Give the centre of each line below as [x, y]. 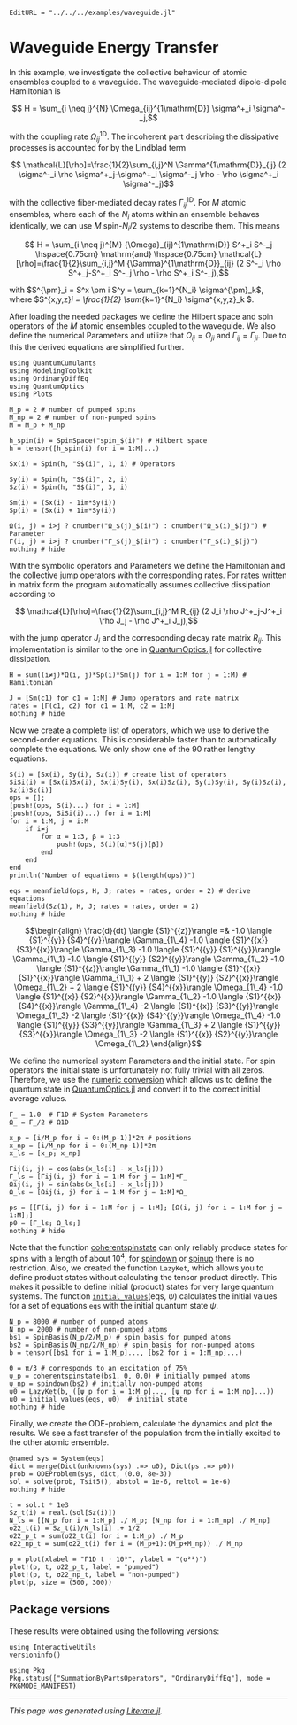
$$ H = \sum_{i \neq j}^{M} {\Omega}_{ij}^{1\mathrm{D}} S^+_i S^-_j [148, 245]
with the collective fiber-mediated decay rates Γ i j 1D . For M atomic [128, 203]
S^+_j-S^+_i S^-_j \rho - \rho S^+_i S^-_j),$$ [148, 273]
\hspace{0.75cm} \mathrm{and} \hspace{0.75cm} [126, 254]
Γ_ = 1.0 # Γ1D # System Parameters [79, 1115]
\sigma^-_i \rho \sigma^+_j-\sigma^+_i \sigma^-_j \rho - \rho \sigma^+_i [148, 175]
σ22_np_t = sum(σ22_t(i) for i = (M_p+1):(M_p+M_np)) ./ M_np [126, 1543]
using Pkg [27, 1670]
